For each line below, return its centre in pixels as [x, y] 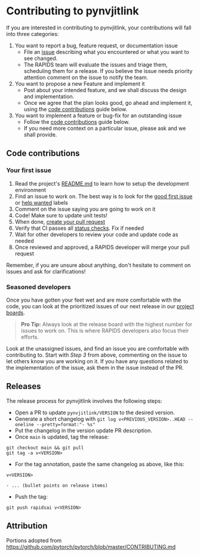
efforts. [30, 337]
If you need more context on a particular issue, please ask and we [105, 128]
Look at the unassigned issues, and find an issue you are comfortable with [98, 348]
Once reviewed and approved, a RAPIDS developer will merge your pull [102, 247]
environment [30, 190]
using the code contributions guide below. [75, 109]
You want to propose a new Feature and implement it [80, 83]
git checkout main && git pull [45, 448]
